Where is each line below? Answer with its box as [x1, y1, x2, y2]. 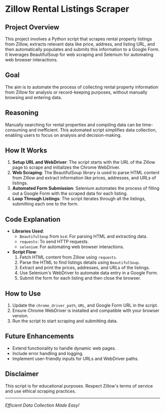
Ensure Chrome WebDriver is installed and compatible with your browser [12, 308, 160, 313]
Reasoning [5, 109, 39, 117]
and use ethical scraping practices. [5, 388, 76, 394]
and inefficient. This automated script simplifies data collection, [28, 127, 157, 133]
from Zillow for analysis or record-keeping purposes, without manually [5, 89, 148, 95]
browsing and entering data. [5, 94, 62, 100]
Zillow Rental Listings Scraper [5, 3, 129, 15]
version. [12, 313, 29, 319]
